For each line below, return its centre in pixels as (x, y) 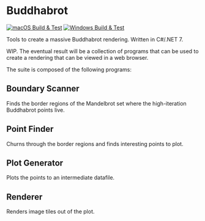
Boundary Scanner (43, 89)
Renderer (24, 197)
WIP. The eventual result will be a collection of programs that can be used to (102, 51)
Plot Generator (35, 163)
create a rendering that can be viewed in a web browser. (77, 57)
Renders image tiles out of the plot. (50, 212)
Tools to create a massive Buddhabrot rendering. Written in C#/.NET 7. (95, 39)
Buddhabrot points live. (36, 110)
